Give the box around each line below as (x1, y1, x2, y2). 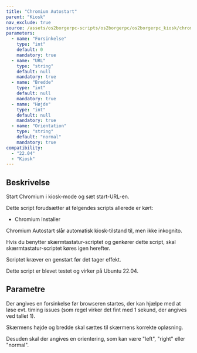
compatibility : (6, 145, 43, 151)
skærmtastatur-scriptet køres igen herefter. (6, 245, 110, 252)
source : (6, 25, 25, 31)
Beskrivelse (6, 177, 50, 188)
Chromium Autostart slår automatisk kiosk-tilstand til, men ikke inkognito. (6, 227, 183, 235)
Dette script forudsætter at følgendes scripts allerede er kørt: (6, 205, 154, 212)
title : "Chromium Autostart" (6, 8, 77, 15)
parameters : (6, 30, 35, 36)
